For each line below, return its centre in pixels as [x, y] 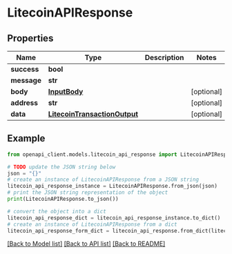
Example [26, 138]
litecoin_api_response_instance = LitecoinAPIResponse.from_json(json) [112, 186]
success [25, 69]
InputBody [66, 91]
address [25, 103]
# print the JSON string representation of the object [88, 193]
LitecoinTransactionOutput [93, 114]
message [26, 80]
